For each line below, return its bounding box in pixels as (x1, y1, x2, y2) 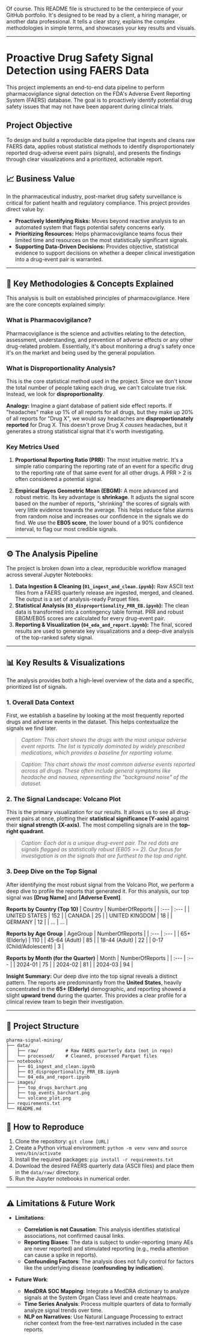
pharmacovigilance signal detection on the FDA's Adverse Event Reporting (6, 90, 191, 97)
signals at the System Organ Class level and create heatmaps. (23, 1294, 177, 1301)
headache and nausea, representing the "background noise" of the (20, 774, 188, 781)
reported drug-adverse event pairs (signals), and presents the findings (6, 149, 182, 156)
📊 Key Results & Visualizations (6, 657, 125, 668)
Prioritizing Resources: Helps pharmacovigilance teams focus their (14, 230, 183, 237)
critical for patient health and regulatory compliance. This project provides (6, 199, 191, 207)
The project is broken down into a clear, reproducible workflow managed (6, 565, 186, 572)
